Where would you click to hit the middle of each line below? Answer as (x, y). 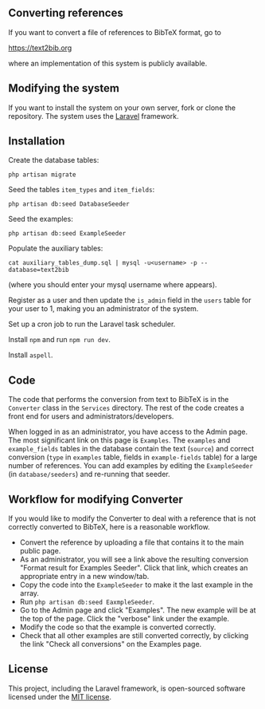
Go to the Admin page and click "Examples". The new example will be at (138, 610)
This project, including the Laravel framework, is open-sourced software (127, 688)
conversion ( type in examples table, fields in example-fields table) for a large (133, 457)
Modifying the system (64, 88)
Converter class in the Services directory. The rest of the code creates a (126, 408)
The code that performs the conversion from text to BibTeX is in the (119, 400)
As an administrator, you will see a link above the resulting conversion (134, 559)
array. (29, 593)
